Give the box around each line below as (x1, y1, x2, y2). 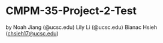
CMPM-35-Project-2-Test (5, 4, 137, 18)
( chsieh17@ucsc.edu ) (5, 29, 59, 37)
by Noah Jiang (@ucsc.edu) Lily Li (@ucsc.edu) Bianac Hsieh (5, 24, 157, 31)
